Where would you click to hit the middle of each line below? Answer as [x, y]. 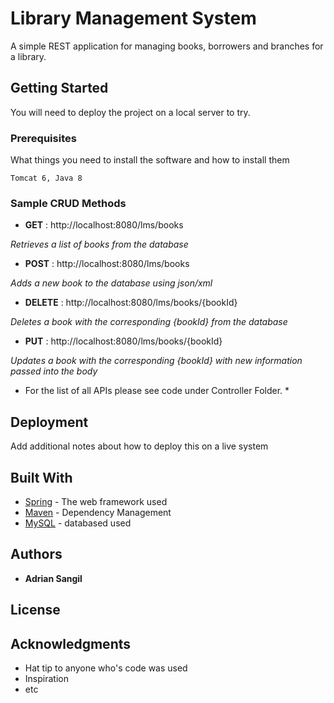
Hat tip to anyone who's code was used [106, 668]
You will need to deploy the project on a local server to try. [130, 112]
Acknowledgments [71, 643]
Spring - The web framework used [96, 501]
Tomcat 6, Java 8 [46, 178]
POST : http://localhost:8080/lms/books [107, 264]
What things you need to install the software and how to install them [150, 160]
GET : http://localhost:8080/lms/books [104, 225]
